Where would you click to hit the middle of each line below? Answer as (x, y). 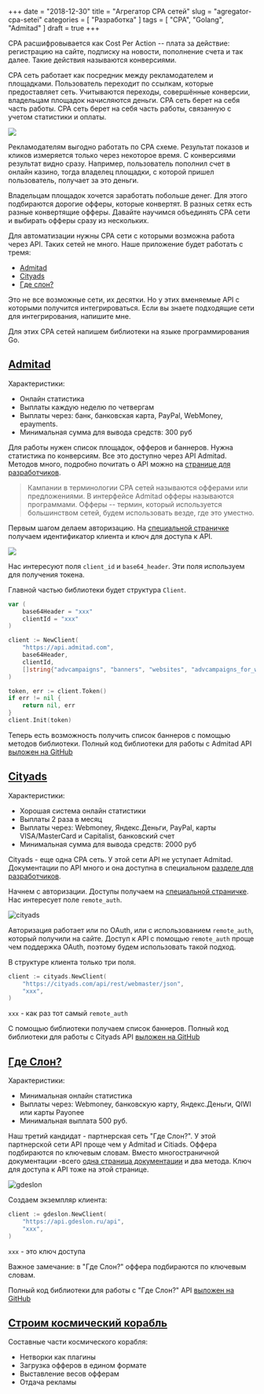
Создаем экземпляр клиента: (58, 1200)
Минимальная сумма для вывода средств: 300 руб (106, 432)
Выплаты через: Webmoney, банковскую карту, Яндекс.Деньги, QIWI (135, 1104)
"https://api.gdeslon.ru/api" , (73, 1221)
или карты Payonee (52, 1113)
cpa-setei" (26, 20)
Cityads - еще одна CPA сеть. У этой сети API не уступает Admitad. (121, 859)
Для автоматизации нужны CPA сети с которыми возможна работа (121, 236)
